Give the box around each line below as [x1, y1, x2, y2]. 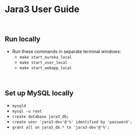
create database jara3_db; [12, 114, 69, 119]
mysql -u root [12, 109, 42, 114]
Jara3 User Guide [5, 4, 79, 15]
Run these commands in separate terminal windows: [12, 48, 122, 54]
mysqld [12, 103, 26, 108]
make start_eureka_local [19, 55, 72, 60]
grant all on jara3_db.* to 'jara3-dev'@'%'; [12, 125, 110, 130]
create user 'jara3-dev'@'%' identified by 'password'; [12, 119, 132, 124]
